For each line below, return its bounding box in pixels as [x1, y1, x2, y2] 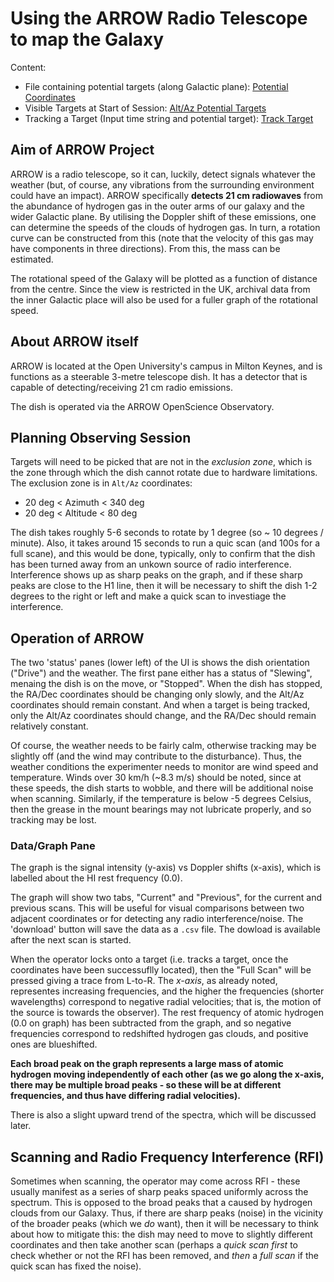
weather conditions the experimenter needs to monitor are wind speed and [10, 761, 319, 773]
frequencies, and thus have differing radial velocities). [10, 1090, 241, 1102]
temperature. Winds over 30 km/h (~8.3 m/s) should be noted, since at [10, 772, 302, 784]
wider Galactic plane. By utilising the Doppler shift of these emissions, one [10, 210, 317, 222]
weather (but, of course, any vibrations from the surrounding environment [10, 178, 315, 191]
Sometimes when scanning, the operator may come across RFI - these [10, 1175, 301, 1187]
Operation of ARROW [10, 630, 145, 647]
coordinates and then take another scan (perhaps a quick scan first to [10, 1239, 298, 1251]
